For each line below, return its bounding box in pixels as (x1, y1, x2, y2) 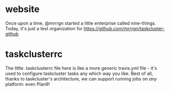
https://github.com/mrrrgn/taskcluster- (83, 25, 165, 31)
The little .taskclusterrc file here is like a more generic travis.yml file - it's (5, 65, 157, 71)
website (5, 4, 40, 15)
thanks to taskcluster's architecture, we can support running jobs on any (5, 75, 157, 81)
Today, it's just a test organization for (5, 25, 83, 31)
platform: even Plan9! (5, 81, 50, 87)
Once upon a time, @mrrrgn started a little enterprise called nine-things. (5, 20, 156, 26)
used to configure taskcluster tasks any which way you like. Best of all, (5, 70, 153, 76)
